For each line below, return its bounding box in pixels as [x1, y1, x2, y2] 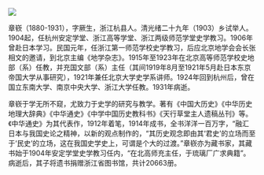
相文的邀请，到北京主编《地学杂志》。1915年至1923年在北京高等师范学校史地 [8, 53, 255, 62]
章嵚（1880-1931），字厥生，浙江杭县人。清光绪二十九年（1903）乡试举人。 [8, 24, 253, 32]
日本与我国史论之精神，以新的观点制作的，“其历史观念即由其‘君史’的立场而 [8, 128, 249, 138]
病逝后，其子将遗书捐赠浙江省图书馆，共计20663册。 [8, 158, 181, 167]
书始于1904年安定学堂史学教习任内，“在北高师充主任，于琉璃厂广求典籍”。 [8, 148, 251, 158]
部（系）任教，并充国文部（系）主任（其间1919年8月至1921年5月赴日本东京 [8, 63, 251, 72]
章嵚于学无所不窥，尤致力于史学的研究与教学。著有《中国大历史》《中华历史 [8, 99, 253, 108]
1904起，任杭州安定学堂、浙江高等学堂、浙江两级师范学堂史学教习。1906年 [8, 33, 254, 43]
